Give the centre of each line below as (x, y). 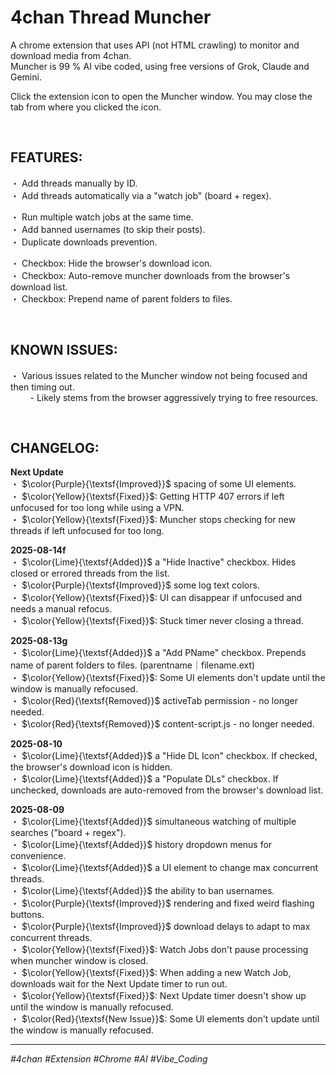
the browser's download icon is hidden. (91, 767)
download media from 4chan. (71, 55)
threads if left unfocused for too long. (87, 531)
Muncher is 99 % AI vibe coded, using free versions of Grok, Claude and (160, 66)
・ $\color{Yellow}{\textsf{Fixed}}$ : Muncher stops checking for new (153, 520)
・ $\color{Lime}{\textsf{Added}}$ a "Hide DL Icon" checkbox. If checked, (164, 756)
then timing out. (42, 387)
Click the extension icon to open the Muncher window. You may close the (161, 96)
